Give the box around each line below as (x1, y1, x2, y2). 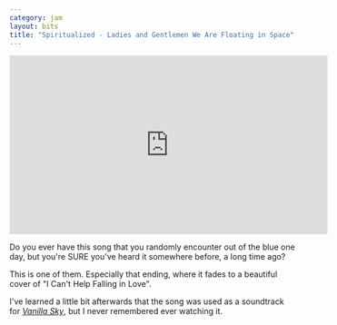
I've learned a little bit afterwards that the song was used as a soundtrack (9, 296, 284, 307)
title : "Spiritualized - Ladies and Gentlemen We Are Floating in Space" (9, 30, 295, 39)
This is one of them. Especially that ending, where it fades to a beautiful (9, 269, 278, 280)
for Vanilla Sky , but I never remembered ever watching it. (9, 306, 223, 317)
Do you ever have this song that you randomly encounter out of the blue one (9, 241, 295, 252)
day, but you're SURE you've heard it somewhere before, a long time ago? (9, 251, 286, 262)
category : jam (9, 13, 64, 23)
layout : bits (9, 22, 59, 31)
